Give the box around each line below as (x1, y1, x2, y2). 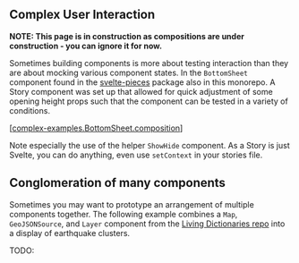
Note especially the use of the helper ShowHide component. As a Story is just (9, 140, 291, 150)
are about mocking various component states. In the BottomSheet (9, 67, 248, 78)
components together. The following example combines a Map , (9, 208, 238, 219)
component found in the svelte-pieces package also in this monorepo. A (9, 76, 276, 88)
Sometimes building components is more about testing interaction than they (9, 57, 289, 68)
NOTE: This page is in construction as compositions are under (9, 30, 244, 41)
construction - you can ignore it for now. (9, 40, 163, 51)
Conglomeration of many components (9, 175, 226, 191)
